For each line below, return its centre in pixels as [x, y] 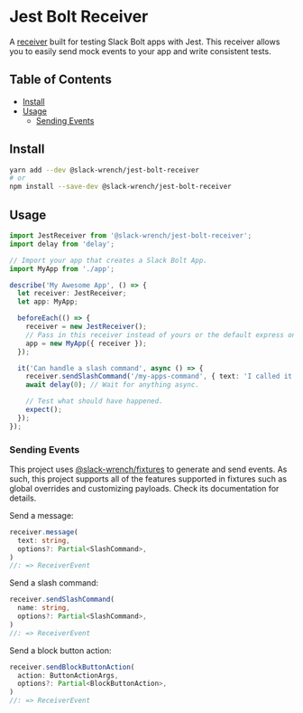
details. [23, 498]
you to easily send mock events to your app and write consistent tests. [141, 51]
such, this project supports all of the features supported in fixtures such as [148, 478]
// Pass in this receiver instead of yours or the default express [155, 335]
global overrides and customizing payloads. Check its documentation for [144, 488]
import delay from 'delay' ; [62, 244]
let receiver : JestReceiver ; [72, 294]
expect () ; [44, 409]
